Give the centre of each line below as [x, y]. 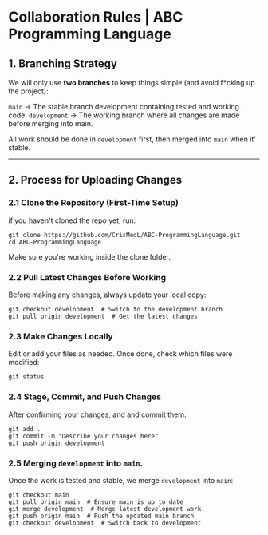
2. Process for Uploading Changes [95, 180]
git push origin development [57, 443]
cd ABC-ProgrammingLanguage [55, 242]
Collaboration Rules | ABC [96, 17]
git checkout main [39, 495]
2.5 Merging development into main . [76, 463]
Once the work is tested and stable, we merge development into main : [121, 480]
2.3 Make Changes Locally [61, 336]
